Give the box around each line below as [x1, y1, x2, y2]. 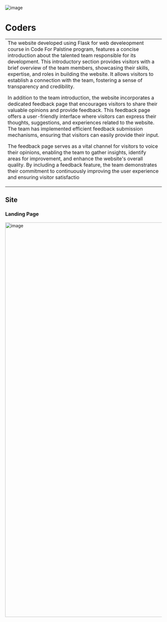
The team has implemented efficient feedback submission [7, 125, 143, 132]
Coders [5, 22, 36, 33]
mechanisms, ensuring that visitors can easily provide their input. [7, 131, 160, 138]
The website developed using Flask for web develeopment [7, 39, 144, 46]
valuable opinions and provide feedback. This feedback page [7, 106, 151, 113]
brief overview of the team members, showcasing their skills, [7, 64, 150, 71]
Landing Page [5, 210, 39, 217]
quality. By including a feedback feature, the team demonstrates [7, 161, 158, 168]
